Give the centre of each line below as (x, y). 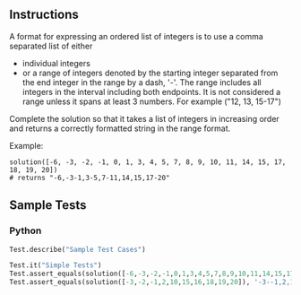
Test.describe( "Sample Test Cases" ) (77, 249)
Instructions (44, 15)
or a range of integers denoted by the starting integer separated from (150, 73)
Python (26, 230)
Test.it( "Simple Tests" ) (56, 265)
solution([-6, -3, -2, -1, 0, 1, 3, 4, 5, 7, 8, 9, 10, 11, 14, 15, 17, (148, 162)
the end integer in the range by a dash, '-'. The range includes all (142, 82)
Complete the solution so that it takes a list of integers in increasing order (144, 118)
